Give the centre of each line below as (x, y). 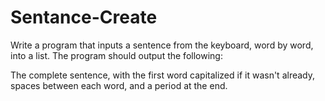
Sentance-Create (84, 17)
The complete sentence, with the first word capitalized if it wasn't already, (163, 75)
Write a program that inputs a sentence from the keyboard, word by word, (162, 45)
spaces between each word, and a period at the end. (119, 85)
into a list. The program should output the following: (116, 55)
